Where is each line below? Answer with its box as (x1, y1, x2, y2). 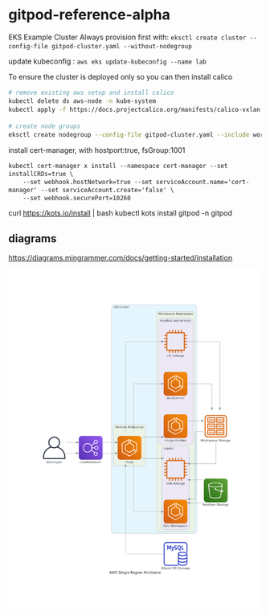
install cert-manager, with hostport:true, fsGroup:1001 (8, 146, 186, 155)
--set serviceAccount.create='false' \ (40, 187, 174, 195)
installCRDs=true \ (8, 170, 74, 179)
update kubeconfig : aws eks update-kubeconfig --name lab (8, 56, 207, 66)
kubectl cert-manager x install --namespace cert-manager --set (8, 162, 228, 170)
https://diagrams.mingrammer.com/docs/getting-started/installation (8, 253, 233, 262)
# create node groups (8, 122, 81, 130)
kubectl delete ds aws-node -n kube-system (8, 97, 157, 105)
